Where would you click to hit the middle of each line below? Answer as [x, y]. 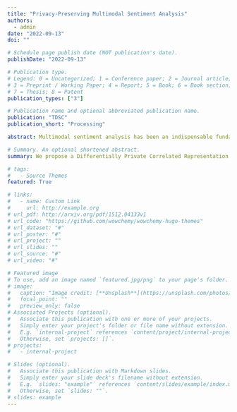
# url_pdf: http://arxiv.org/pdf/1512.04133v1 [77, 214]
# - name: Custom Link [44, 202]
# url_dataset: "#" [36, 228]
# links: [20, 195]
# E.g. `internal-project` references [68, 332]
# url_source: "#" [34, 254]
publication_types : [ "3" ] [45, 98]
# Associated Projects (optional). [60, 313]
